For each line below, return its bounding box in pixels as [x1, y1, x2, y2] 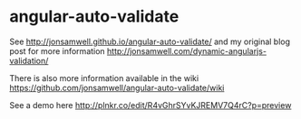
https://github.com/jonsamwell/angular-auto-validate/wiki [9, 82, 225, 93]
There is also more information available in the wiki [9, 72, 199, 83]
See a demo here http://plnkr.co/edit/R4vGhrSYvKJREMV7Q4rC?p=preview [9, 99, 292, 110]
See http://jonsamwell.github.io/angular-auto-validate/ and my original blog [9, 36, 291, 47]
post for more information [9, 45, 106, 56]
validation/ [9, 55, 49, 66]
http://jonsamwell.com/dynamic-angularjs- [107, 45, 267, 56]
